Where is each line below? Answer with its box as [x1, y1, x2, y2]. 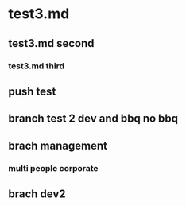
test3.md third [8, 60, 65, 72]
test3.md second [8, 37, 95, 50]
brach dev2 [8, 187, 66, 200]
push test [8, 84, 56, 98]
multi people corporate [8, 162, 99, 173]
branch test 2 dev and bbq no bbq [8, 112, 179, 126]
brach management [8, 138, 107, 152]
